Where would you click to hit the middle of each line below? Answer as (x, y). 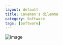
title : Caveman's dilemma (31, 14)
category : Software (25, 19)
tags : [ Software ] (23, 23)
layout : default (22, 10)
